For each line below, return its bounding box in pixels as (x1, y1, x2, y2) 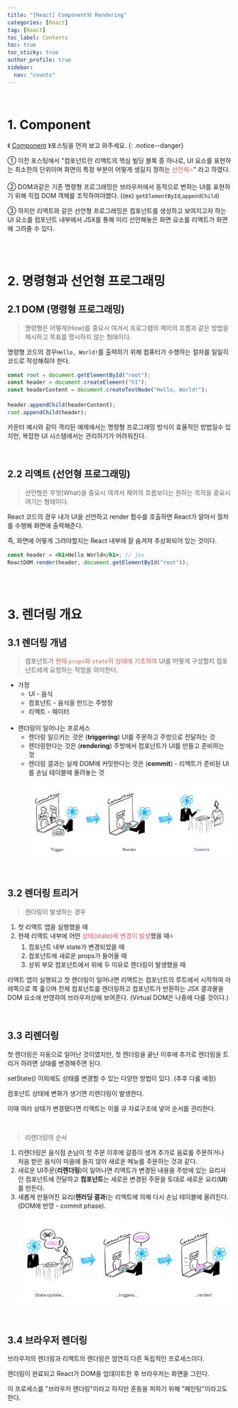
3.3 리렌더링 (7, 1030, 59, 1042)
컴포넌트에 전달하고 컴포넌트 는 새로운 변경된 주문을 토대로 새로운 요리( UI (25, 1174, 226, 1183)
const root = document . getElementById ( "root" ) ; (7, 372, 151, 379)
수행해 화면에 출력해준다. (14, 521, 84, 529)
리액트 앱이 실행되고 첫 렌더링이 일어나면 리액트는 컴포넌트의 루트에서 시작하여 (7, 975, 224, 984)
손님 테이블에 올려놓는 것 (36, 768, 104, 777)
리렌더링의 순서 (24, 1133, 67, 1142)
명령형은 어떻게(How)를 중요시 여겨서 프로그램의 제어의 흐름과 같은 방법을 (24, 323, 229, 332)
